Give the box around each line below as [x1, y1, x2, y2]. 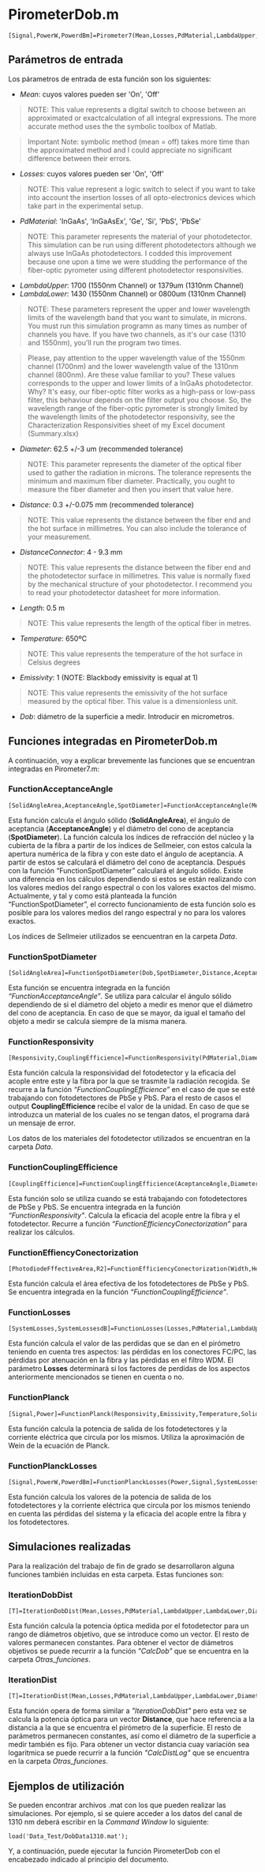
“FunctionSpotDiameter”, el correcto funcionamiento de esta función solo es [8, 899, 256, 909]
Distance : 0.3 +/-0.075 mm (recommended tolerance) [19, 499, 195, 509]
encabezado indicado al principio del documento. [8, 1855, 170, 1864]
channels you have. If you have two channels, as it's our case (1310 [27, 330, 246, 339]
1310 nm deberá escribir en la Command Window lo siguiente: [8, 1817, 209, 1827]
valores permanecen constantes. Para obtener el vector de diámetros [8, 1638, 234, 1648]
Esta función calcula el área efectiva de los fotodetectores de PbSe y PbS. [8, 1279, 250, 1289]
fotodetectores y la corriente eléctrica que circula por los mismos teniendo [8, 1500, 251, 1510]
